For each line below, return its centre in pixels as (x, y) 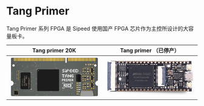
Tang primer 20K (54, 50)
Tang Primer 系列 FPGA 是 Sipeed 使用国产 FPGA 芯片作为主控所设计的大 (97, 28)
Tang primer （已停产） (150, 51)
